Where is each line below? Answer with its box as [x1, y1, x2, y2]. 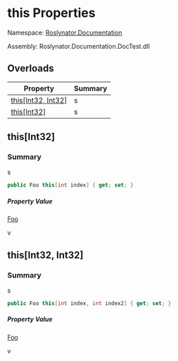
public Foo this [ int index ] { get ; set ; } [7, 182, 134, 189]
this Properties [7, 5, 96, 21]
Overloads [7, 62, 54, 75]
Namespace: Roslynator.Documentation [7, 28, 122, 37]
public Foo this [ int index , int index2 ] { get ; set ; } [7, 300, 172, 307]
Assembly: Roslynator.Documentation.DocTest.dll [7, 42, 150, 50]
